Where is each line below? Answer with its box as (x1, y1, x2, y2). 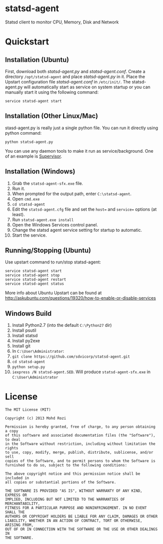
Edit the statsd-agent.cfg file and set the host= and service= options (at (12, 206, 157, 212)
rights (5, 446, 18, 451)
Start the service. (12, 232, 47, 238)
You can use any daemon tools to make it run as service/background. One (5, 148, 154, 154)
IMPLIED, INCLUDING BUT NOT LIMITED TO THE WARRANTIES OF (5, 497, 125, 502)
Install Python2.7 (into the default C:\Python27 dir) (12, 322, 112, 328)
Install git (12, 343, 31, 349)
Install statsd (12, 333, 38, 339)
